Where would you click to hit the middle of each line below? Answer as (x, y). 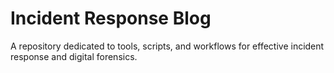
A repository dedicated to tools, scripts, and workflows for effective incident (167, 46)
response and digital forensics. (74, 56)
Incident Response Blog (111, 18)
